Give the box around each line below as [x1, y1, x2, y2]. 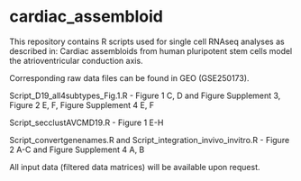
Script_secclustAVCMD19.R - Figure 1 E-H [9, 117, 164, 128]
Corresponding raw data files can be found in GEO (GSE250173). [9, 72, 250, 83]
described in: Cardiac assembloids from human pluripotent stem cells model [9, 45, 293, 56]
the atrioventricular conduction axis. [9, 55, 143, 66]
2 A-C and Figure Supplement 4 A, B [9, 144, 145, 155]
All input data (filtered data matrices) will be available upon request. [9, 161, 260, 172]
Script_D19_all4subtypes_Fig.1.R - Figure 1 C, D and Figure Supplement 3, [9, 90, 281, 101]
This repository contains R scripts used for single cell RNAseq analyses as [9, 36, 286, 47]
